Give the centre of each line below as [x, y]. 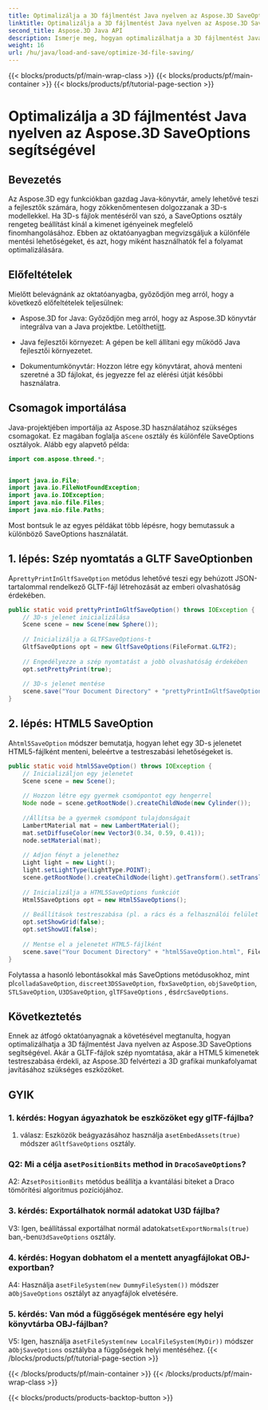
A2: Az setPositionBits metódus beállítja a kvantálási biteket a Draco [122, 1182]
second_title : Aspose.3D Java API [66, 30]
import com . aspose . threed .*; [57, 459]
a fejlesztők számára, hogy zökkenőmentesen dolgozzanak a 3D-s [118, 207]
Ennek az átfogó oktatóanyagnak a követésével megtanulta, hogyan [120, 1036]
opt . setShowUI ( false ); [60, 930]
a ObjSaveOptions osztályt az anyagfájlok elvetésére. [93, 1293]
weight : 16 [26, 46]
